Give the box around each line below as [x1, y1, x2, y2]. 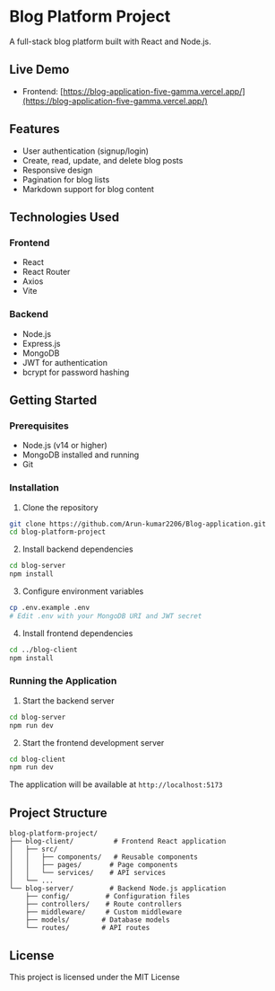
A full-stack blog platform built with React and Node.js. [9, 36, 212, 47]
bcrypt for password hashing [21, 367, 130, 377]
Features [9, 121, 60, 137]
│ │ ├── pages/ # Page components [9, 861, 178, 870]
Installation [9, 482, 60, 494]
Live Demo [9, 62, 70, 77]
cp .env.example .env [9, 604, 90, 613]
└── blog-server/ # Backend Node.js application [9, 884, 227, 893]
